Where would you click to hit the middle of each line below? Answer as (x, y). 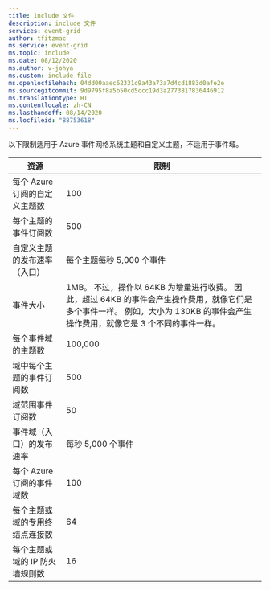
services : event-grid (45, 31)
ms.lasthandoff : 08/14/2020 (55, 113)
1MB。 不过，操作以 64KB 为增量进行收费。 (149, 287)
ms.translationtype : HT (48, 98)
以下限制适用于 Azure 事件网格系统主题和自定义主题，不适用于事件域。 (126, 144)
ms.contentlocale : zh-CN (50, 105)
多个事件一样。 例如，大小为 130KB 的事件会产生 (158, 311)
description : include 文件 (52, 23)
